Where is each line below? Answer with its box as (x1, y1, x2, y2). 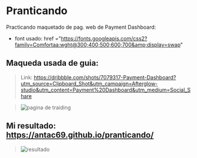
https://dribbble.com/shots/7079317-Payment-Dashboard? (34, 73, 176, 80)
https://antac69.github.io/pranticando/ (6, 130, 154, 140)
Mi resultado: (6, 121, 56, 131)
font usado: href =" (14, 35, 61, 42)
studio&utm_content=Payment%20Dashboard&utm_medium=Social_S (20, 86, 191, 93)
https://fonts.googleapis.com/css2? (61, 35, 147, 42)
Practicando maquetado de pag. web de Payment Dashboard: (6, 23, 156, 31)
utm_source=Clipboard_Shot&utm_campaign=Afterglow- (20, 80, 158, 87)
